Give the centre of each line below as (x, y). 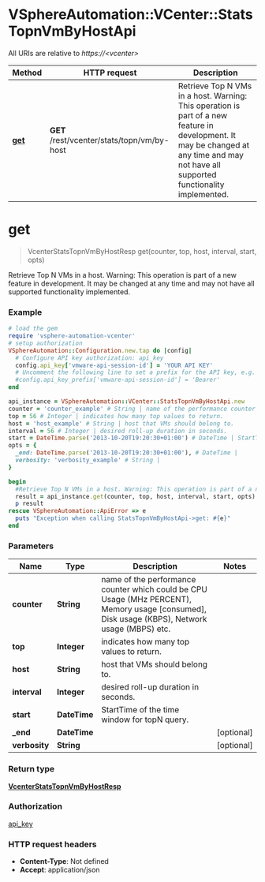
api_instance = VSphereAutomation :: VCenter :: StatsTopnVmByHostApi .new (127, 402)
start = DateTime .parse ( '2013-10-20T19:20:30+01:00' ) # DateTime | (121, 438)
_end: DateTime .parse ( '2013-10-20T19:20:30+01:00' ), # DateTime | (127, 453)
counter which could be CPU (154, 589)
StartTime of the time (140, 710)
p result (30, 504)
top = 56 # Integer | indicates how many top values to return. (116, 416)
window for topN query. (145, 719)
